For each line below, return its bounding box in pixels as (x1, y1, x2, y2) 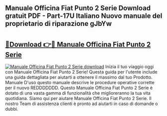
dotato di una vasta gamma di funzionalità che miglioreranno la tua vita (5, 90, 151, 96)
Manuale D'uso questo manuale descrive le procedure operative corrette (5, 80, 155, 85)
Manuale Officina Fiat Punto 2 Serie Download (5, 4, 151, 12)
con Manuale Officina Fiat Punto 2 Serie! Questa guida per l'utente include (5, 69, 158, 75)
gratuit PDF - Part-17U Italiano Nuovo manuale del (5, 12, 163, 20)
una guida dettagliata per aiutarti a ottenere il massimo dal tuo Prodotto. (5, 74, 153, 80)
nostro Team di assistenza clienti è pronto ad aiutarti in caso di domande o (5, 101, 158, 107)
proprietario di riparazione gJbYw (5, 19, 112, 28)
